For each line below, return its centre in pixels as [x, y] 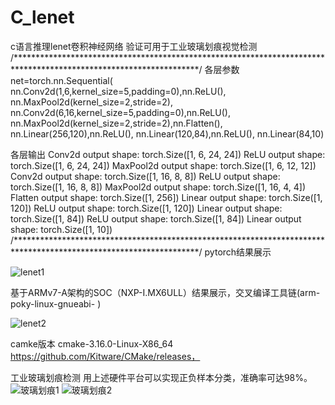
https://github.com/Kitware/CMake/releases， [105, 356]
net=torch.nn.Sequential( [61, 80]
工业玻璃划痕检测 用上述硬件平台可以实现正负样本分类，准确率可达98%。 [161, 377]
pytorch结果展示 [238, 252]
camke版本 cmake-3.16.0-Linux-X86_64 [92, 343]
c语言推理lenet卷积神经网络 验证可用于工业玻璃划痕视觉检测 [134, 46]
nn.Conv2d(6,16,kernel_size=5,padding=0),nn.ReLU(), [120, 112]
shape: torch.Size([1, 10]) [61, 229]
